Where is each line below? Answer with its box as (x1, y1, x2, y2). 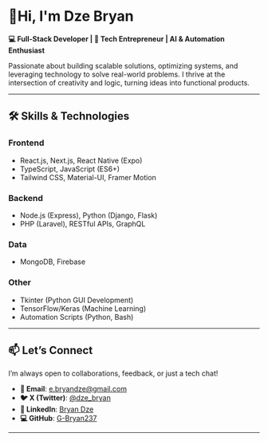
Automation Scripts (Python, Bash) (19, 312, 134, 321)
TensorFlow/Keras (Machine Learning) (19, 303, 147, 313)
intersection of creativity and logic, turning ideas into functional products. (8, 77, 250, 87)
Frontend (8, 137, 45, 148)
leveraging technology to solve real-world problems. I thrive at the (8, 69, 226, 79)
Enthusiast (8, 45, 45, 55)
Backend (8, 192, 44, 203)
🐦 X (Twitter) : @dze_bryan (19, 393, 112, 403)
